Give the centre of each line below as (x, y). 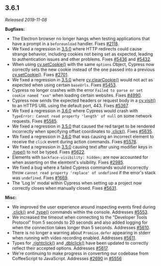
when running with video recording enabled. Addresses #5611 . (74, 238)
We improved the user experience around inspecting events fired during (84, 207)
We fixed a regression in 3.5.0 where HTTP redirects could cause (77, 49)
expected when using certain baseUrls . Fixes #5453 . (64, 85)
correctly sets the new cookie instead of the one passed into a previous (83, 69)
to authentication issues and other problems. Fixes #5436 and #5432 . (81, 59)
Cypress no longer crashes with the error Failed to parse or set (77, 90)
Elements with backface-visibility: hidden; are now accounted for (80, 157)
